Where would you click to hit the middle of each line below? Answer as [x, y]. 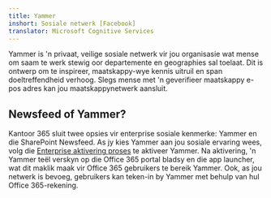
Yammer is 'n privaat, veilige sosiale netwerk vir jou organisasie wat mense [134, 54]
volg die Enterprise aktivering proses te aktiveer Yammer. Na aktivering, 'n [132, 151]
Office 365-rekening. [43, 185]
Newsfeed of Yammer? [67, 114]
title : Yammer [32, 16]
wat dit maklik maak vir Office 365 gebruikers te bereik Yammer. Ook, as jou [135, 168]
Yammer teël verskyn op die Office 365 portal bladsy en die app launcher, [132, 160]
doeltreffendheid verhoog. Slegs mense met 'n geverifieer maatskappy [127, 80]
